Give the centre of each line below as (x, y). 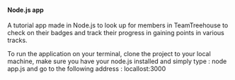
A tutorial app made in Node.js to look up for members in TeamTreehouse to (118, 25)
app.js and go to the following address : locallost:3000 (87, 69)
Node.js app (25, 10)
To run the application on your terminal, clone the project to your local (109, 54)
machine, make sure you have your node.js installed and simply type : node (117, 61)
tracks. (17, 40)
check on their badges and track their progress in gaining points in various (116, 33)
